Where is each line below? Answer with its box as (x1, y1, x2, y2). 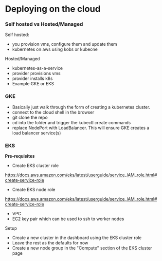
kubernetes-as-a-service (12, 65, 63, 71)
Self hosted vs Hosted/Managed (5, 21, 83, 28)
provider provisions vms (12, 71, 61, 76)
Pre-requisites (5, 153, 35, 159)
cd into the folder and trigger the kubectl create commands (12, 119, 131, 125)
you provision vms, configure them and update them (12, 41, 118, 47)
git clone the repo (12, 114, 48, 120)
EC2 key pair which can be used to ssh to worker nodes (12, 216, 124, 222)
